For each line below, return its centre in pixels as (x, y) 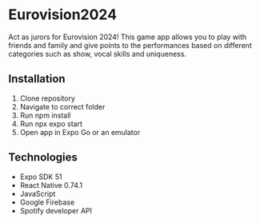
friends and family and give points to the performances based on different (130, 45)
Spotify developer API (56, 210)
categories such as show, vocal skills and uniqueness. (97, 54)
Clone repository (48, 98)
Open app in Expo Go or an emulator (80, 132)
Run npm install (45, 115)
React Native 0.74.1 (51, 185)
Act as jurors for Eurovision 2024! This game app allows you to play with (128, 37)
